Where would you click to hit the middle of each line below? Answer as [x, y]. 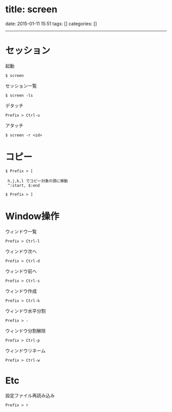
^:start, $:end [24, 186]
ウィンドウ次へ [21, 251]
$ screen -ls [19, 95]
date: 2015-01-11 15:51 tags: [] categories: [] [51, 24]
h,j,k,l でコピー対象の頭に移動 [38, 181]
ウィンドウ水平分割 [26, 311]
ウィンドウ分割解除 [26, 331]
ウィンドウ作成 [21, 291]
